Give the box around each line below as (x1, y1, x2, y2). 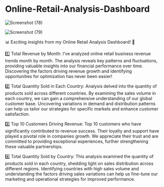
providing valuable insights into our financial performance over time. (5, 63, 143, 69)
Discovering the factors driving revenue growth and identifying (5, 68, 132, 74)
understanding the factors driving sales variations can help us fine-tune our (5, 171, 158, 177)
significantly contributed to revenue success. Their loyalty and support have (5, 128, 160, 134)
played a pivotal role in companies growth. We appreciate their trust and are (5, 133, 159, 139)
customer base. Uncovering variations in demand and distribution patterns (5, 101, 156, 107)
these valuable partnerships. (5, 143, 63, 149)
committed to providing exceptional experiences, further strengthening (5, 138, 148, 144)
